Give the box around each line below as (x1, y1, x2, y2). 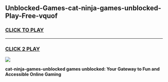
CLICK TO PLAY (5, 27, 44, 34)
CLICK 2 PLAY (5, 45, 40, 52)
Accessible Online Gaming (5, 71, 61, 77)
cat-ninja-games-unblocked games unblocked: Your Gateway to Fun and (5, 66, 160, 72)
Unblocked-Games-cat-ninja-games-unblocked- (5, 4, 161, 12)
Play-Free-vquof (5, 12, 58, 20)
